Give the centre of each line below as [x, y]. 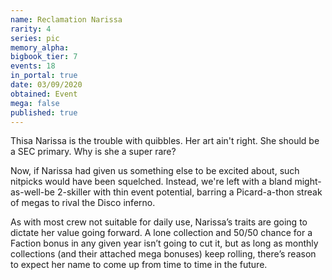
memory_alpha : [40, 47]
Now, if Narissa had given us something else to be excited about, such [155, 171]
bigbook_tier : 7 [44, 57]
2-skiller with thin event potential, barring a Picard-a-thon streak [189, 192]
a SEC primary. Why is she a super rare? [93, 152]
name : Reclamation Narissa [66, 19]
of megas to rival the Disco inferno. [83, 203]
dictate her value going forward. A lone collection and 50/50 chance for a [161, 233]
